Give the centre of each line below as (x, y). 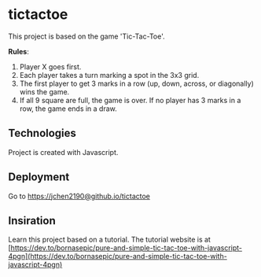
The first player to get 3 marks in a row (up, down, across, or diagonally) (136, 83)
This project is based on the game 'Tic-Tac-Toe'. (86, 36)
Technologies (42, 133)
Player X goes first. (50, 66)
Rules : (18, 51)
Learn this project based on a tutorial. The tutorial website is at (109, 240)
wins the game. (44, 91)
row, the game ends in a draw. (68, 109)
